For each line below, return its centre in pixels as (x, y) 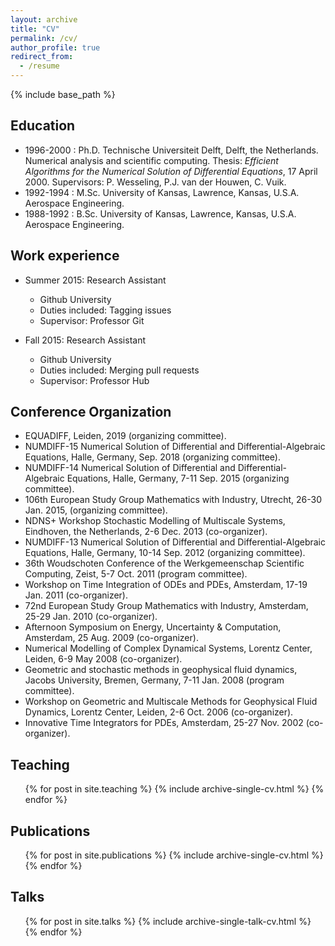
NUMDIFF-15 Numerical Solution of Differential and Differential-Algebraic (175, 447)
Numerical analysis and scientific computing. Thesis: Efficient (151, 160)
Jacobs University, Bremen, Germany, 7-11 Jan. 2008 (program (154, 680)
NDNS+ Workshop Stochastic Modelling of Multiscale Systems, (155, 521)
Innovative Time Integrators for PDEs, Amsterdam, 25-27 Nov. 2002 (164, 723)
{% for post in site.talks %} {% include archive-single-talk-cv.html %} (168, 921)
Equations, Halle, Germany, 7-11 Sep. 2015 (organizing (178, 478)
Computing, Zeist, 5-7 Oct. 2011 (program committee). (136, 574)
